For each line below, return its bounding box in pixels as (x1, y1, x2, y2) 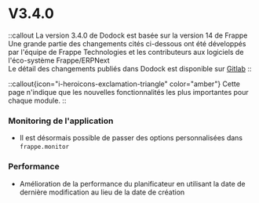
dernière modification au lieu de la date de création (19, 187, 185, 197)
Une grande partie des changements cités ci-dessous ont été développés (8, 38, 246, 48)
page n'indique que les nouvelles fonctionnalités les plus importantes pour (8, 87, 249, 96)
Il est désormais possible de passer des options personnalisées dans (19, 133, 243, 143)
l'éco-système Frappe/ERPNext (8, 56, 110, 65)
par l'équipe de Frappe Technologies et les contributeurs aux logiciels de (8, 47, 244, 56)
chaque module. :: (8, 96, 67, 105)
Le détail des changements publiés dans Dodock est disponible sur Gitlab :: (8, 63, 252, 73)
